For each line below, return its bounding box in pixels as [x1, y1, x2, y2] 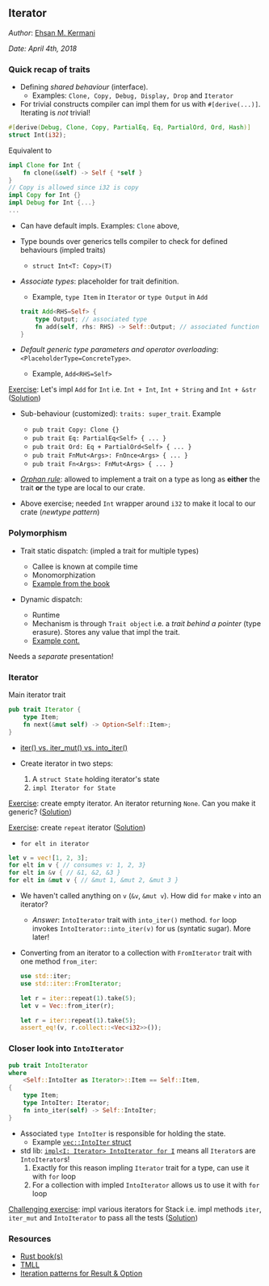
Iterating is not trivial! [19, 108, 91, 118]
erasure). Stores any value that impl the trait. [32, 627, 180, 637]
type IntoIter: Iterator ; [23, 1099, 111, 1107]
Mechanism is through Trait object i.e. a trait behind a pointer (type [32, 618, 261, 628]
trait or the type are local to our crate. [19, 483, 145, 493]
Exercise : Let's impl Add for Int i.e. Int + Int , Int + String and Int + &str [8, 385, 257, 394]
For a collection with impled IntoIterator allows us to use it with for [32, 1179, 260, 1190]
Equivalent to [8, 145, 53, 155]
